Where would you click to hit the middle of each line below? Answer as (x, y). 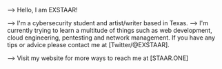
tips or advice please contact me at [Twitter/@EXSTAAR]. (89, 45)
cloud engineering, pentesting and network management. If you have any (111, 38)
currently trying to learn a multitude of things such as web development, (110, 30)
